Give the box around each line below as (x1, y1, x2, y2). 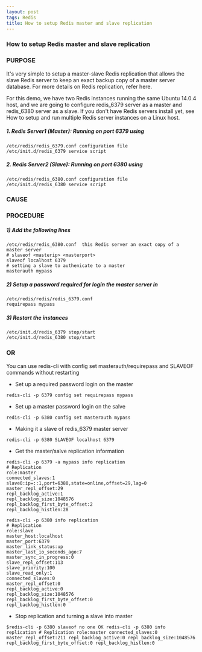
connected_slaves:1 (6, 475, 55, 481)
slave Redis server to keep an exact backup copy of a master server (6, 76, 175, 83)
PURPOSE (6, 56, 36, 65)
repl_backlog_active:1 (6, 491, 63, 497)
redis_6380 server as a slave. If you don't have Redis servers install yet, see (6, 107, 195, 115)
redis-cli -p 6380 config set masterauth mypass (6, 415, 131, 421)
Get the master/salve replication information (14, 447, 125, 454)
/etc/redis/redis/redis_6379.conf (6, 296, 93, 302)
